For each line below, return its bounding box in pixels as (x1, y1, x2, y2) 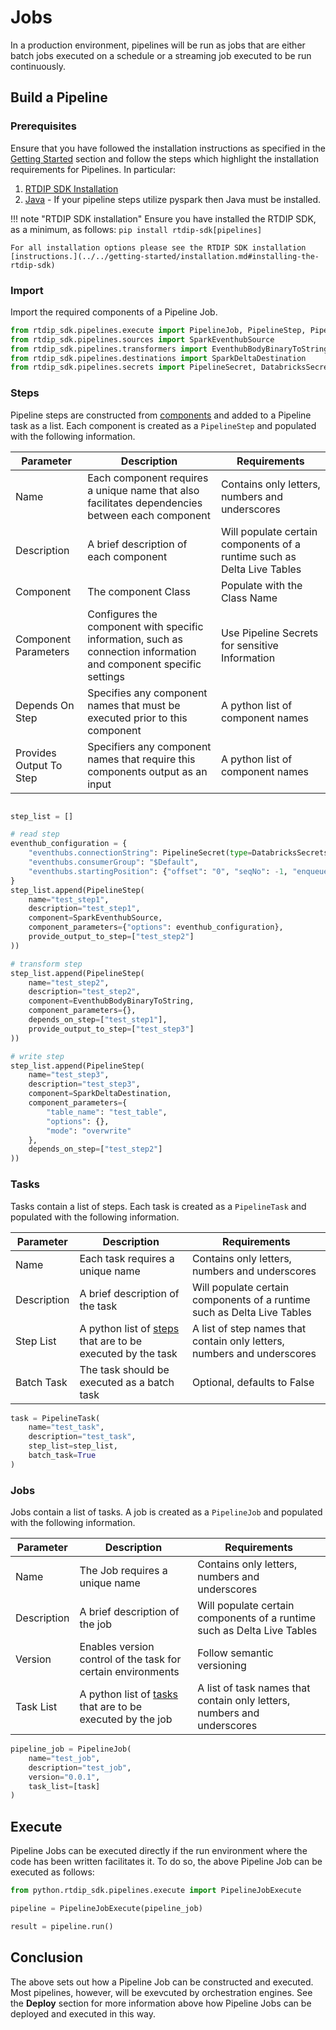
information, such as (87, 632, 183, 646)
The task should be (79, 1362, 170, 1376)
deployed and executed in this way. (10, 2007, 157, 2020)
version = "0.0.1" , (28, 1772, 101, 1782)
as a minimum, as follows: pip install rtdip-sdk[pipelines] (10, 223, 263, 235)
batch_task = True (28, 1451, 97, 1461)
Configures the (87, 607, 158, 621)
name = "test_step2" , (28, 977, 110, 988)
